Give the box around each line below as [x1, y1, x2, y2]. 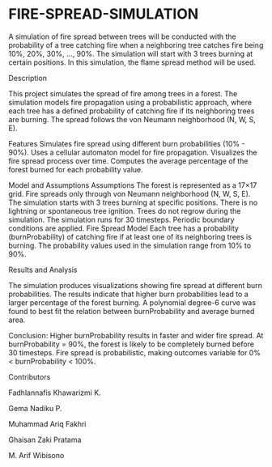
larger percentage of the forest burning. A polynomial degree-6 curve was [8, 297, 257, 308]
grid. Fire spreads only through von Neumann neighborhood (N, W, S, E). [8, 189, 251, 198]
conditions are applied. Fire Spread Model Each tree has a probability [8, 223, 239, 233]
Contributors [8, 371, 51, 381]
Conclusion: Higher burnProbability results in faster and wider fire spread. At [8, 330, 264, 340]
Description [8, 73, 47, 83]
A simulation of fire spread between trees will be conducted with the [8, 32, 236, 41]
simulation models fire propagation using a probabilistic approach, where [8, 97, 253, 107]
